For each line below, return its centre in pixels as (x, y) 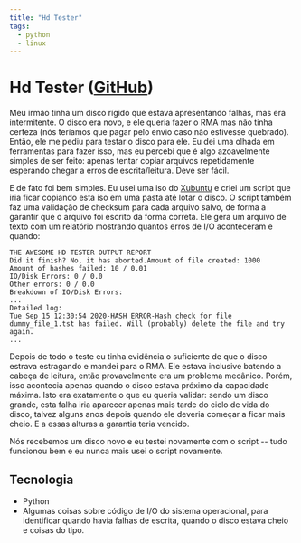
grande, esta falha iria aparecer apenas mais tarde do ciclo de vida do (140, 405)
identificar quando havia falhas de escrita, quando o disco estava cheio (155, 520)
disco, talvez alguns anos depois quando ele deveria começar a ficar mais (147, 414)
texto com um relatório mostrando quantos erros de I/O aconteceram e (141, 226)
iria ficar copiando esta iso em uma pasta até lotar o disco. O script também (150, 198)
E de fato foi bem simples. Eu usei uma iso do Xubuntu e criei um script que (150, 188)
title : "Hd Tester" (46, 18)
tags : (19, 26)
